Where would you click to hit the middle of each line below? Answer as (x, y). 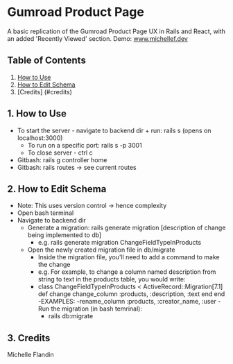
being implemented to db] (64, 235)
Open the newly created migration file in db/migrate (101, 250)
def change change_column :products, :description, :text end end (131, 294)
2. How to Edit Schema (57, 189)
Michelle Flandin (31, 355)
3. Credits (29, 338)
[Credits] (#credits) (45, 92)
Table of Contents (47, 61)
